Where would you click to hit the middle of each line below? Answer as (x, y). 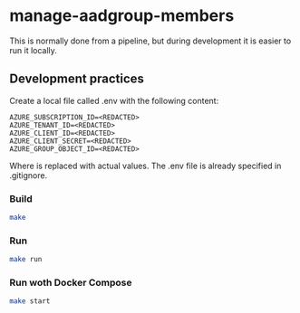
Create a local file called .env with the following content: (114, 100)
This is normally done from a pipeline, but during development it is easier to (150, 41)
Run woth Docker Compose (71, 283)
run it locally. (33, 50)
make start (30, 301)
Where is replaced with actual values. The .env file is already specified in (145, 166)
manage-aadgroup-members (122, 16)
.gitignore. (29, 175)
